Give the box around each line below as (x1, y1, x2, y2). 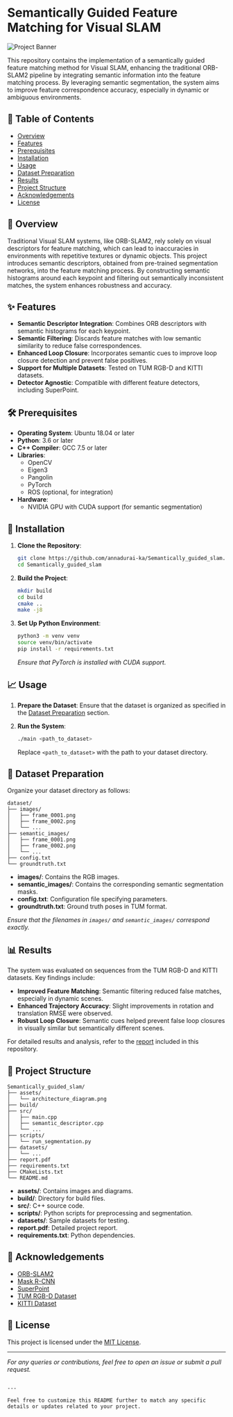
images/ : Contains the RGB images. (17, 873, 120, 881)
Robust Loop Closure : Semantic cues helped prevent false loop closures (17, 1017, 225, 1025)
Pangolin (27, 473, 53, 482)
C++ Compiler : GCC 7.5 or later (17, 443, 107, 452)
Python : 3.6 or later (17, 436, 74, 445)
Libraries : (17, 451, 46, 459)
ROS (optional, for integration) (27, 488, 114, 496)
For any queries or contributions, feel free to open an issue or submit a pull (7, 1357, 222, 1366)
